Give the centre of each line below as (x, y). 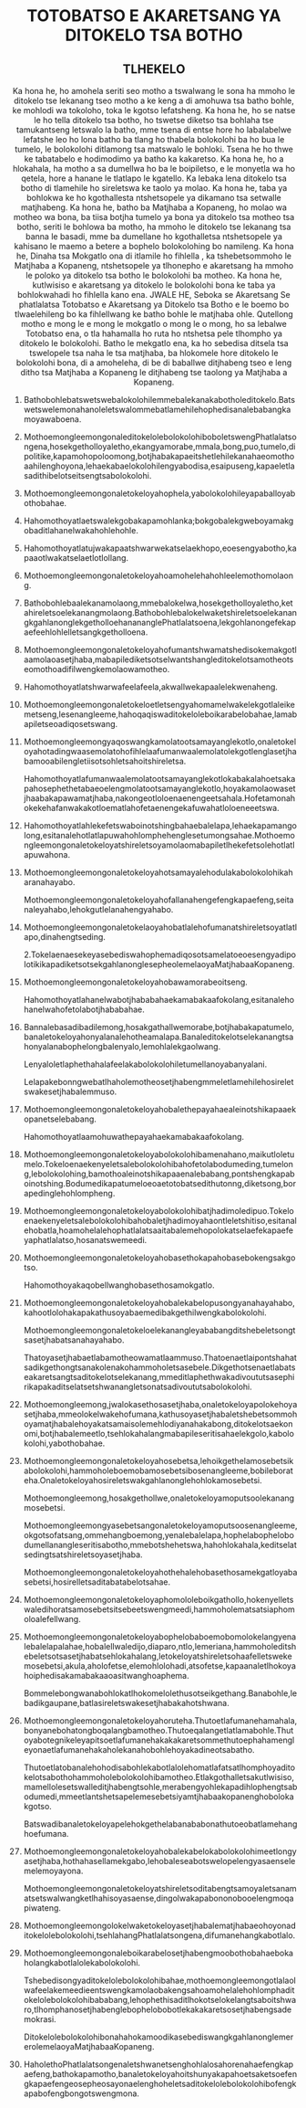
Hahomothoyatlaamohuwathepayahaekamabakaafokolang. (134, 1137)
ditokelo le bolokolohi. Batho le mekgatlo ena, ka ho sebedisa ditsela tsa (154, 343)
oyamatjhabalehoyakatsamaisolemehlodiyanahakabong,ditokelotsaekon (158, 1424)
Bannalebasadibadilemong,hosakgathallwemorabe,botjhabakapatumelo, (159, 1027)
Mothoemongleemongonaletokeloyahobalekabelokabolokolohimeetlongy (160, 1851)
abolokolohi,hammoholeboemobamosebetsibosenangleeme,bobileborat (158, 1470)
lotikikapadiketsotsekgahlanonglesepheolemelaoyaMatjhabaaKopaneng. (159, 964)
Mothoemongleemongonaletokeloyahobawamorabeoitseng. (136, 982)
